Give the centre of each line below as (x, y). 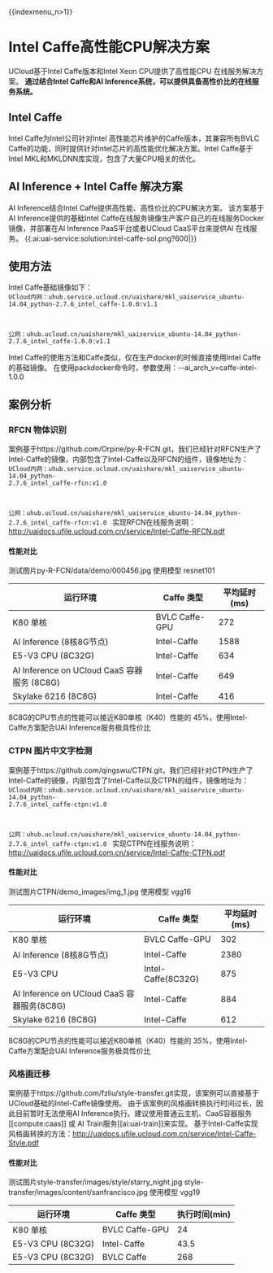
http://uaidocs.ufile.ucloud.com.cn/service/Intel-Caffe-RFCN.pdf (117, 531)
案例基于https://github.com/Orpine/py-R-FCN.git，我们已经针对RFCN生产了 (135, 449)
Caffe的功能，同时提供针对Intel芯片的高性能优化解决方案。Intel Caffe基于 (131, 148)
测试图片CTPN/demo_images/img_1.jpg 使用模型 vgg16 (100, 892)
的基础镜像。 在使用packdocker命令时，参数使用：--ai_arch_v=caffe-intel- (133, 368)
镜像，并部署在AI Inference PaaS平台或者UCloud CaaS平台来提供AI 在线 (129, 228)
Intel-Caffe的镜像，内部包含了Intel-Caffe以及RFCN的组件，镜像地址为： (129, 460)
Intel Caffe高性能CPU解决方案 (109, 47)
